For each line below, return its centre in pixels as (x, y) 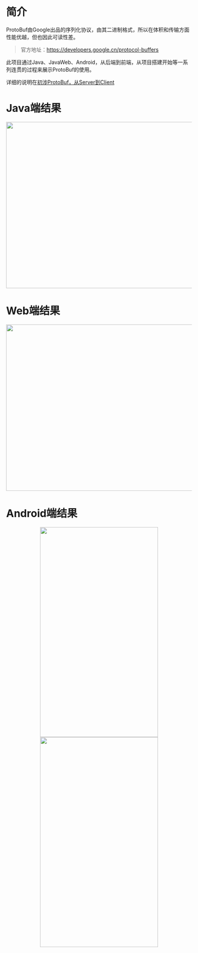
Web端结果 (33, 311)
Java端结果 (34, 109)
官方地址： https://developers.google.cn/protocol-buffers (90, 49)
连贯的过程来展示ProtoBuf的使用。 (53, 69)
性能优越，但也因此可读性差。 (42, 37)
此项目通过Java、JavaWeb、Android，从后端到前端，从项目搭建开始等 (92, 62)
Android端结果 (42, 513)
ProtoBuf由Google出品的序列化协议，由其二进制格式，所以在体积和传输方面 (98, 30)
